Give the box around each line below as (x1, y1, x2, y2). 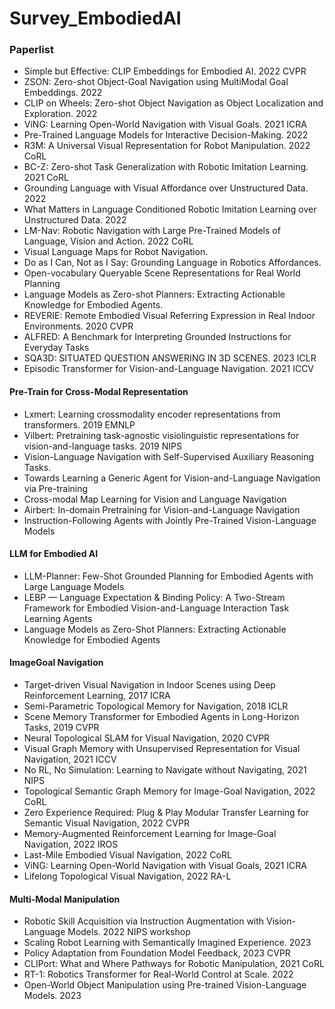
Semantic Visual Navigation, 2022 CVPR (23, 817, 190, 829)
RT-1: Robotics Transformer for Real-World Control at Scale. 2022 (23, 968, 294, 981)
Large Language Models (23, 580, 125, 592)
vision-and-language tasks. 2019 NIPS (23, 440, 182, 452)
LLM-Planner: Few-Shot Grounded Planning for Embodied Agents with (23, 570, 314, 582)
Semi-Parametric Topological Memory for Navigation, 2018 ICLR (23, 700, 289, 712)
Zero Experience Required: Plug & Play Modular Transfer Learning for (23, 807, 310, 819)
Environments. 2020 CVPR (23, 320, 134, 332)
